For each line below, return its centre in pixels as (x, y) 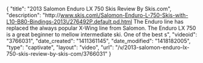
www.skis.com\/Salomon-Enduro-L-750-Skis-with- (124, 15)
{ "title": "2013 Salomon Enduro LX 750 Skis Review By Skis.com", (89, 9)
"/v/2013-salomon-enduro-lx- (152, 47)
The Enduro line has (158, 22)
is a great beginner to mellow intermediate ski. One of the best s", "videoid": (102, 35)
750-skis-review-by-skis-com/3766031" (57, 54)
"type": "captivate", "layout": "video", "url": (60, 47)
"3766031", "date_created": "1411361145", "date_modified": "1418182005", (98, 41)
